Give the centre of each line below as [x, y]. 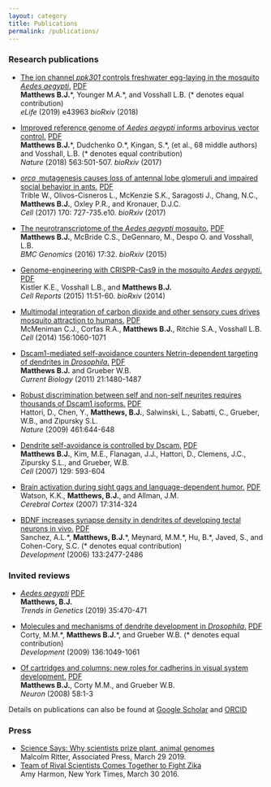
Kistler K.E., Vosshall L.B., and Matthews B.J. [96, 287]
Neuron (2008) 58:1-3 [56, 694]
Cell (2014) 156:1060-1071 [63, 337]
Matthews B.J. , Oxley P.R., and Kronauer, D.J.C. [100, 203]
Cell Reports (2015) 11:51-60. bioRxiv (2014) [92, 296]
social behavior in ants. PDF [67, 186]
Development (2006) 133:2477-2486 [82, 554]
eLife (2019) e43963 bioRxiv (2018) [79, 111]
